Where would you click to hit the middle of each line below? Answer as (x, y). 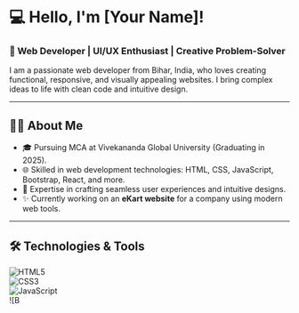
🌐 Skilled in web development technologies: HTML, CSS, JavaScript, (148, 170)
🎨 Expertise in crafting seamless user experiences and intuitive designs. (154, 189)
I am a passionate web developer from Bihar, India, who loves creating (138, 70)
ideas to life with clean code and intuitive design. (99, 89)
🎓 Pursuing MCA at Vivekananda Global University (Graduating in (143, 148)
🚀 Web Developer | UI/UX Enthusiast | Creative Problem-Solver (148, 52)
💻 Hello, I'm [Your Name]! (107, 17)
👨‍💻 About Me (46, 125)
